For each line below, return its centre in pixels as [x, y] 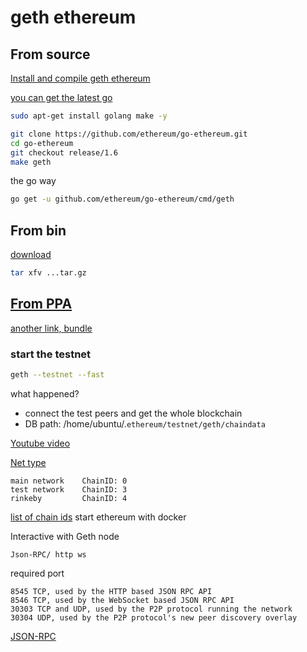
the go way [33, 181]
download [31, 255]
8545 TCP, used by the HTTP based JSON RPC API [111, 591]
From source [50, 54]
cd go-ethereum [42, 143]
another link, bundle [51, 328]
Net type [28, 462]
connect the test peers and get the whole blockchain [133, 413]
